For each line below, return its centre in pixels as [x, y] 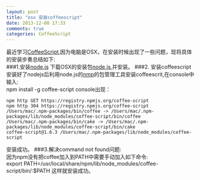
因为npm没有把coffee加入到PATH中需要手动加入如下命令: [77, 157]
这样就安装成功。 [73, 171]
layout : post [23, 12]
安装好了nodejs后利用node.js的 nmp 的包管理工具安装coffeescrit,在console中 [100, 74]
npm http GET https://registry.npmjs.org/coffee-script [77, 101]
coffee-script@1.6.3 [32, 133]
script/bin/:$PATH [28, 171]
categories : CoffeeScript [38, 34]
